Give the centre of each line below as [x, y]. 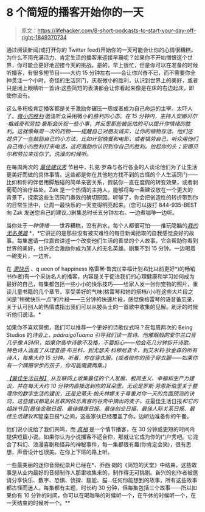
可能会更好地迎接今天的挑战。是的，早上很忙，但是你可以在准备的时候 [110, 65]
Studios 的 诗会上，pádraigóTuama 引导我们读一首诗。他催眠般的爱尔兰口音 [101, 334]
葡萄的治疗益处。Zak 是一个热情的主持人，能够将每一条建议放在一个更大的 [100, 190]
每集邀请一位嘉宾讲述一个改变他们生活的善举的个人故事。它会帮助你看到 [107, 240]
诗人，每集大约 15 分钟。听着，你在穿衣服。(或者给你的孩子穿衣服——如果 [99, 358]
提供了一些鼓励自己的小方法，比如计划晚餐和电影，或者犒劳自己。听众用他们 [102, 139]
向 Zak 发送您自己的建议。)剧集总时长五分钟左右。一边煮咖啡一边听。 [92, 212]
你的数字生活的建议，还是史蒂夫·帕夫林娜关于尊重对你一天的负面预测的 [100, 393]
